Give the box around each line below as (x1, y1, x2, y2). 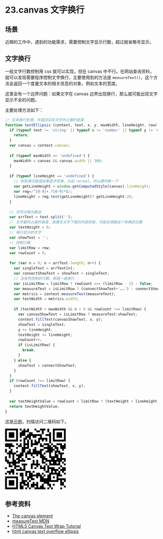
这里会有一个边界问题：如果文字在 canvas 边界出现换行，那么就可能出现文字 (5, 91, 158, 97)
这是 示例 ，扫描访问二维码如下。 (5, 418, 69, 425)
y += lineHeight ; (17, 327, 53, 332)
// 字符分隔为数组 (9, 210, 42, 214)
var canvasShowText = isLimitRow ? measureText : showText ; (17, 312, 138, 317)
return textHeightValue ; (9, 404, 60, 409)
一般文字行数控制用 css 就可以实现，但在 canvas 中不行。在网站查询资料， (5, 68, 154, 74)
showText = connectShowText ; (17, 363, 77, 368)
